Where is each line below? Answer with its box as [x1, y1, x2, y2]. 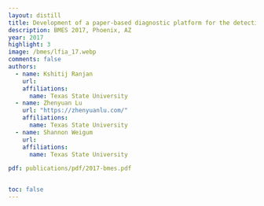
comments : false [8, 56, 61, 64]
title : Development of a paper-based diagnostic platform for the [8, 19, 230, 27]
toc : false [8, 186, 44, 193]
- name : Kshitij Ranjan [15, 70, 93, 78]
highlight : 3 [8, 41, 51, 49]
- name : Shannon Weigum [15, 128, 93, 136]
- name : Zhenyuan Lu [15, 99, 82, 107]
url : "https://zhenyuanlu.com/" [22, 107, 128, 115]
